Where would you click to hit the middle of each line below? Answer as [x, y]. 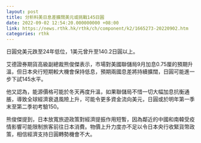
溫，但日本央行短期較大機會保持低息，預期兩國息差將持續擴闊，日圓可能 [95, 71]
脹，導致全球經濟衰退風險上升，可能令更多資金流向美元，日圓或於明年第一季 [100, 100]
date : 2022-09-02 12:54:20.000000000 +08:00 [63, 23]
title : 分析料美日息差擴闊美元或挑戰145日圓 [55, 17]
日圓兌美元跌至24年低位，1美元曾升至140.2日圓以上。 [72, 52]
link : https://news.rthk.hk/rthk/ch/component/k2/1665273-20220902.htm [97, 28]
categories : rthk [28, 34]
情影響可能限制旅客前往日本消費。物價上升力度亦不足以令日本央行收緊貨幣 [98, 127]
